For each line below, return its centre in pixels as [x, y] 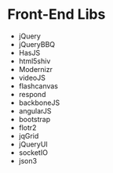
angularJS [35, 110]
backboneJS [39, 103]
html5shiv [35, 61]
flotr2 [27, 128]
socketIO [33, 152]
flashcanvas [38, 86]
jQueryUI [33, 144]
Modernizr [35, 69]
